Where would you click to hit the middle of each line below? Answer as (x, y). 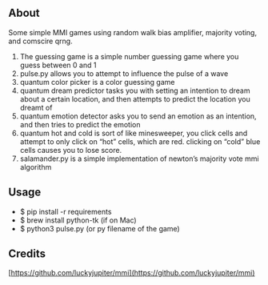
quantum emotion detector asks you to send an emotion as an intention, (138, 116)
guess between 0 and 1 (58, 65)
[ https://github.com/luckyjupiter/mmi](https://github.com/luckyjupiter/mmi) (132, 273)
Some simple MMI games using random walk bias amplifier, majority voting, (133, 32)
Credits (27, 254)
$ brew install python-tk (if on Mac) (78, 220)
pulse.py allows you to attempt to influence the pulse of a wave (124, 73)
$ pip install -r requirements (66, 211)
